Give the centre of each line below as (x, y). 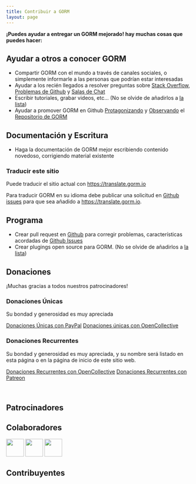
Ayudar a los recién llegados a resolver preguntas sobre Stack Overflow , (102, 86)
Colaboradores (34, 428)
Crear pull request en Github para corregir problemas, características (98, 234)
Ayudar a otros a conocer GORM (66, 59)
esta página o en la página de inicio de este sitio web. (71, 360)
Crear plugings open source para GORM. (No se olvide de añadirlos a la (102, 247)
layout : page (22, 17)
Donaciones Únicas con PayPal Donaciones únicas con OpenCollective (92, 326)
